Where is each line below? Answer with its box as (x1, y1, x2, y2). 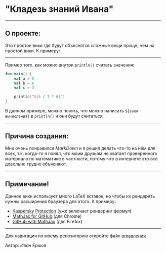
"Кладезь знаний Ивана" (5, 3, 114, 15)
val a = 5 (14, 76, 35, 81)
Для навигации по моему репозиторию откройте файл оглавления (5, 233, 146, 239)
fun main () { (5, 71, 32, 76)
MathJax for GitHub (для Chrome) (12, 213, 82, 219)
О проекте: (5, 29, 41, 38)
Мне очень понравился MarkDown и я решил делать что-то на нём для (5, 145, 156, 151)
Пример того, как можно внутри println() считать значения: (5, 62, 134, 68)
